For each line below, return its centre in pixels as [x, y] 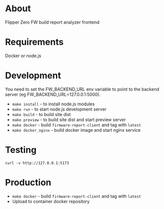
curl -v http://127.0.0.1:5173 [37, 163]
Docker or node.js [23, 56]
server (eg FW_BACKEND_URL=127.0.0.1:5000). [53, 94]
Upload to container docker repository [51, 201]
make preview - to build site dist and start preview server [69, 119]
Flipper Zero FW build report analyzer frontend [52, 22]
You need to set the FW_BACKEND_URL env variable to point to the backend [82, 89]
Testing [21, 150]
